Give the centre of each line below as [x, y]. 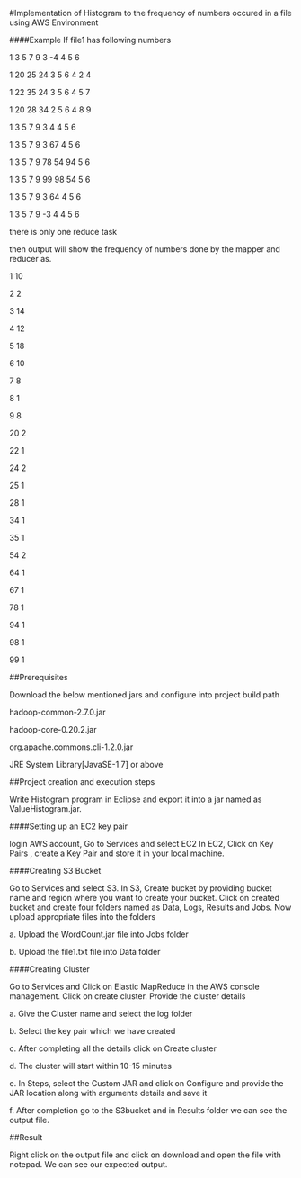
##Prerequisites [39, 677]
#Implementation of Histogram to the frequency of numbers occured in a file [150, 13]
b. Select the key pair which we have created [93, 1031]
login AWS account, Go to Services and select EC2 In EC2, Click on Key [142, 844]
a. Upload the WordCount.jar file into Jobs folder [99, 934]
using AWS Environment [54, 22]
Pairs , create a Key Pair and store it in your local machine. [117, 853]
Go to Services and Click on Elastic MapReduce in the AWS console [134, 986]
